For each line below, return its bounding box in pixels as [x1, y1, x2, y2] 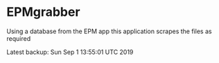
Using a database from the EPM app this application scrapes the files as [6, 27, 212, 35]
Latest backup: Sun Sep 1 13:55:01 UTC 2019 [6, 48, 134, 56]
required [6, 34, 31, 42]
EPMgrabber [6, 4, 80, 20]
